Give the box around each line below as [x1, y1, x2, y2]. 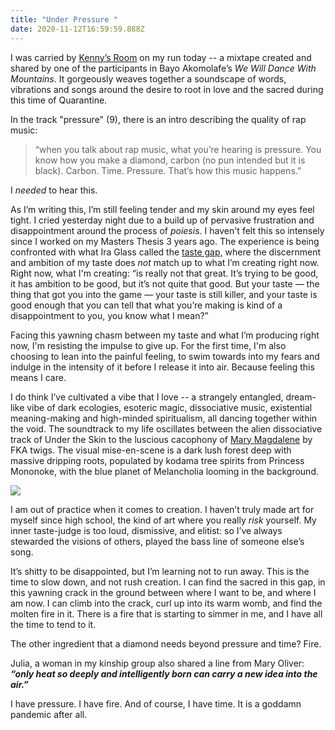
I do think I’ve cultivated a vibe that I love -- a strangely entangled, [10, 391, 284, 403]
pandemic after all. [10, 708, 88, 720]
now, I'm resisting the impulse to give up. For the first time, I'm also [10, 339, 287, 351]
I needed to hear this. [10, 184, 98, 196]
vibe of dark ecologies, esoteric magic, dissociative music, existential [26, 401, 313, 413]
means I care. [10, 371, 67, 383]
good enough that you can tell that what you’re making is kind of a [10, 299, 283, 311]
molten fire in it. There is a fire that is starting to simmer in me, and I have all [10, 607, 323, 620]
